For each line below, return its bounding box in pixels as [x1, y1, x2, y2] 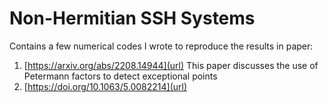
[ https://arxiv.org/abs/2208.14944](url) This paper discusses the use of [23, 59, 319, 71]
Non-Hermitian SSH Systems [9, 7, 256, 30]
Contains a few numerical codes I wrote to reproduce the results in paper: [9, 40, 314, 52]
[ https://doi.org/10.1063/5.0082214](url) [23, 80, 188, 92]
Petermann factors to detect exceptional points [23, 70, 218, 82]
